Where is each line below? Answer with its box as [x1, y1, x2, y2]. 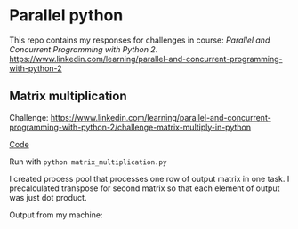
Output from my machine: [9, 209, 103, 220]
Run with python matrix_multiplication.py [9, 156, 167, 167]
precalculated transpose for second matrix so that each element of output [9, 183, 280, 193]
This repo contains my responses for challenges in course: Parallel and [9, 35, 270, 45]
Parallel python [9, 5, 124, 26]
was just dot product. [9, 192, 87, 202]
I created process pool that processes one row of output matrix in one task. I [9, 173, 290, 184]
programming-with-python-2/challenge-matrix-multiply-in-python [9, 122, 252, 132]
